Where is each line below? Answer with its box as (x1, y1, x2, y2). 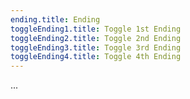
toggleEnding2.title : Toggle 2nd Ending (10, 33, 182, 43)
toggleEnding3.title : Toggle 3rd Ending (10, 42, 182, 53)
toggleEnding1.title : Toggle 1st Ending (10, 24, 182, 34)
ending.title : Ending (10, 14, 101, 25)
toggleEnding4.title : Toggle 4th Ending (10, 52, 182, 62)
